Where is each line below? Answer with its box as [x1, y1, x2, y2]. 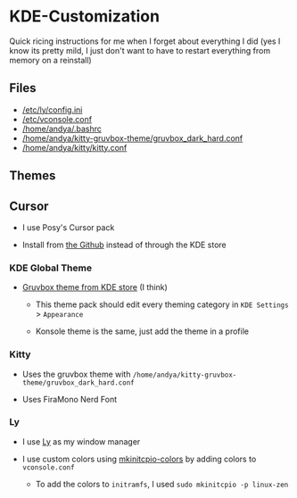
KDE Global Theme [9, 261, 92, 274]
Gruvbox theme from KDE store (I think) [21, 282, 168, 293]
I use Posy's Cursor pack [21, 221, 115, 233]
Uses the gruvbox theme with [21, 369, 131, 379]
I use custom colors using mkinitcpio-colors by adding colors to [21, 453, 257, 464]
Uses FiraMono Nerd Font [21, 394, 118, 404]
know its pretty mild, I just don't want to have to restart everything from [9, 45, 271, 55]
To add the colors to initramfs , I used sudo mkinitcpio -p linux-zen [35, 478, 289, 489]
